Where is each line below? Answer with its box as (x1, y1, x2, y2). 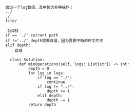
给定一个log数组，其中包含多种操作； (5, 5, 74, 10)
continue (46, 80, 66, 85)
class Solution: (10, 57, 45, 62)
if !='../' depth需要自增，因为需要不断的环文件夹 (5, 38, 104, 43)
